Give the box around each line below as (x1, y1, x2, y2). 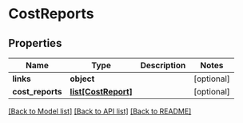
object (70, 73, 95, 84)
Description (140, 60, 186, 71)
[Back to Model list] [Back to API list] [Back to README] (8, 106, 192, 116)
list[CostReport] (70, 86, 133, 97)
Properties (8, 37, 62, 50)
